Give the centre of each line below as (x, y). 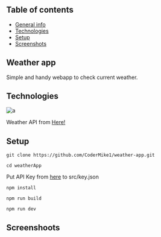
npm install (21, 188)
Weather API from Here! (36, 122)
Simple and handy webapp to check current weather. (72, 77)
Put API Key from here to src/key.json (53, 177)
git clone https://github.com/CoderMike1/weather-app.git (80, 155)
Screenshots (31, 43)
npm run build (24, 198)
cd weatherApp (24, 166)
